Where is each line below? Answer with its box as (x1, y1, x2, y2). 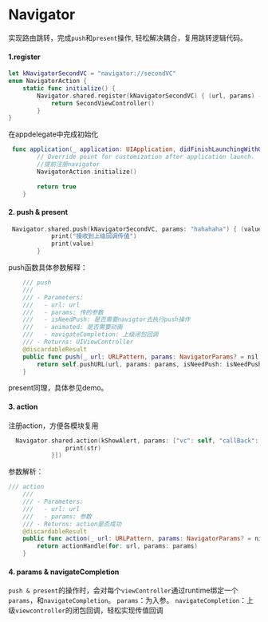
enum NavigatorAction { (8, 77, 88, 85)
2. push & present (8, 207, 69, 216)
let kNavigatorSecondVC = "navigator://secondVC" (8, 69, 177, 77)
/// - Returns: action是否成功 (22, 520, 122, 528)
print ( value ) (50, 240, 94, 248)
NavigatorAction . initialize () (37, 168, 137, 176)
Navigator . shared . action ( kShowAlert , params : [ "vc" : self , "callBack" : (15, 437, 259, 445)
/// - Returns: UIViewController (22, 338, 134, 347)
